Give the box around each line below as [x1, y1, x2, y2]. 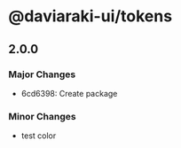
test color [20, 130, 57, 141]
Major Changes [8, 68, 76, 81]
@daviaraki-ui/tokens [8, 6, 173, 27]
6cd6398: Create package [20, 88, 118, 98]
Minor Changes [8, 110, 76, 122]
